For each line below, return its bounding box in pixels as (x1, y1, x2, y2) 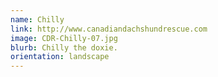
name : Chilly (10, 14, 65, 25)
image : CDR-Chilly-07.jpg (10, 33, 118, 43)
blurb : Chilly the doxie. (10, 42, 118, 53)
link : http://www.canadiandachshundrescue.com (10, 24, 208, 34)
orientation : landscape (10, 52, 110, 62)
